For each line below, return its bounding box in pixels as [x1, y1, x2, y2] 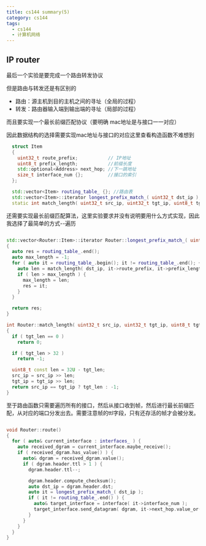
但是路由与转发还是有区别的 [6, 84, 77, 92]
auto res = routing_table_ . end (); [12, 249, 100, 255]
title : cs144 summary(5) [6, 9, 70, 15]
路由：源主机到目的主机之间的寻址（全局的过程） [15, 97, 139, 105]
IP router [6, 55, 40, 65]
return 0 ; [17, 339, 43, 345]
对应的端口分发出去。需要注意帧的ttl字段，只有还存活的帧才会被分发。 [22, 409, 199, 417]
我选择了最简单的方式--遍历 [6, 219, 76, 227]
